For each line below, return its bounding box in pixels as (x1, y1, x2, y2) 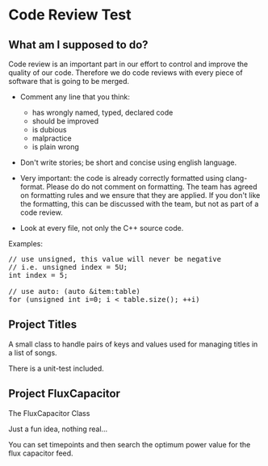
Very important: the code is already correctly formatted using (19, 174, 224, 183)
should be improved (31, 116, 99, 126)
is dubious (31, 125, 67, 134)
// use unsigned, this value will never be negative (8, 254, 222, 263)
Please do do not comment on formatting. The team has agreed (46, 182, 258, 191)
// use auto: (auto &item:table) (8, 287, 141, 296)
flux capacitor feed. (8, 448, 74, 458)
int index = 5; (8, 271, 69, 279)
